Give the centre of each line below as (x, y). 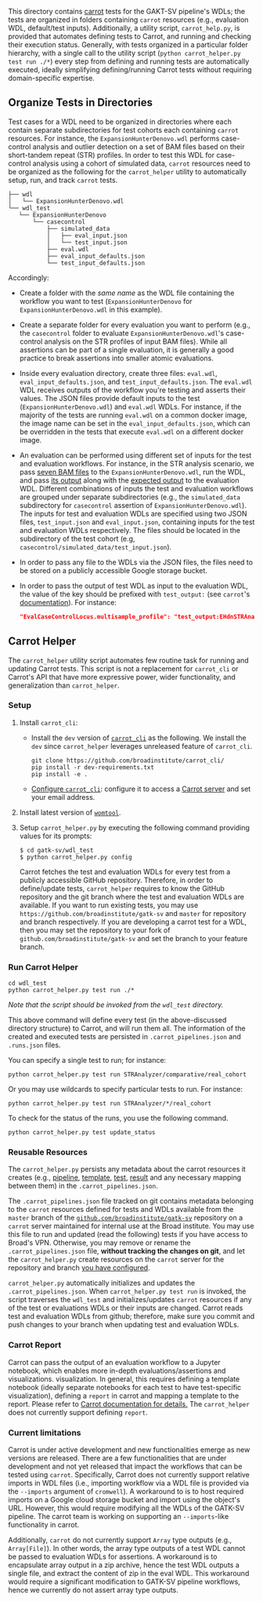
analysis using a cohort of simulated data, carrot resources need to (141, 163)
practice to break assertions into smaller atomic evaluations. (116, 358)
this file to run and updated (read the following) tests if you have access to (128, 1235)
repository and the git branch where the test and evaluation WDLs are (132, 896)
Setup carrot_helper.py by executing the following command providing (135, 827)
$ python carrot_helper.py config (76, 857)
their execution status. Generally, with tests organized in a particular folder (128, 45)
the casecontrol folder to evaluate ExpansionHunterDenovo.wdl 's (122, 333)
